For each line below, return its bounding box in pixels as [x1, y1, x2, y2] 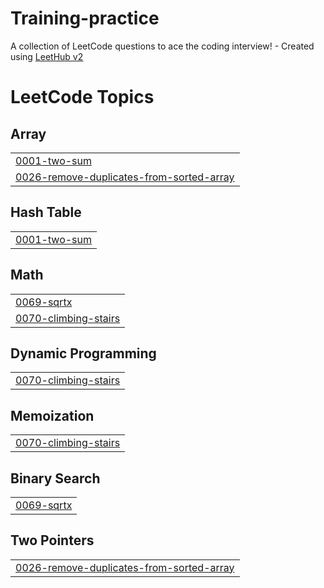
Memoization [10, 407, 95, 424]
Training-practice [10, 7, 160, 30]
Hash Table [10, 204, 82, 221]
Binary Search [10, 470, 101, 487]
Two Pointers [10, 532, 95, 549]
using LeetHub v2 [10, 50, 84, 62]
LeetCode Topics [10, 86, 155, 109]
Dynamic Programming [10, 345, 157, 362]
